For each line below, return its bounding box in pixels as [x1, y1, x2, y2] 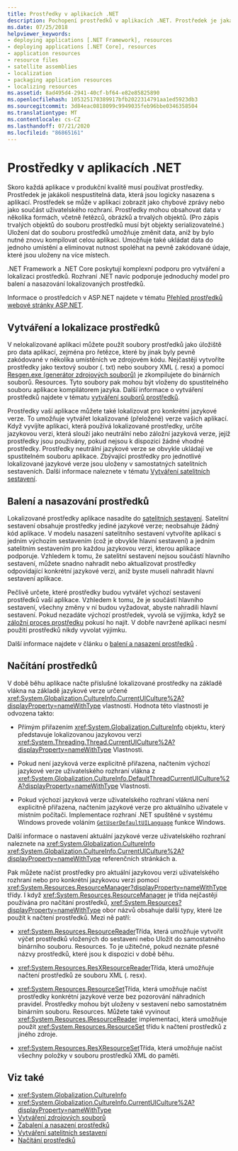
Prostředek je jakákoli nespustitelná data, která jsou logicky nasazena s [7, 191, 215, 199]
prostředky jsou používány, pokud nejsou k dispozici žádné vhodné [7, 437, 204, 445]
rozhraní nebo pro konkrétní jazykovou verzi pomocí [7, 875, 159, 884]
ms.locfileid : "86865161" [7, 129, 84, 136]
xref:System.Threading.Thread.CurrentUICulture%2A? [17, 738, 176, 746]
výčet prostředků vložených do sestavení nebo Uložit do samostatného [17, 934, 225, 943]
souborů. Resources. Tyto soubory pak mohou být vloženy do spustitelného [7, 378, 229, 387]
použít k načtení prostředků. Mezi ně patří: [7, 913, 131, 922]
